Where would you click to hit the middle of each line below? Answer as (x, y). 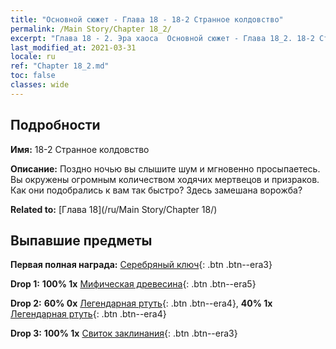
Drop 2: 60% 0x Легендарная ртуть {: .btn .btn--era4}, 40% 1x (141, 303)
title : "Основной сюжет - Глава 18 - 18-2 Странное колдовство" (147, 19)
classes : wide (40, 85)
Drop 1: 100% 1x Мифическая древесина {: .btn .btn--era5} (133, 284)
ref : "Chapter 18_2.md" (60, 66)
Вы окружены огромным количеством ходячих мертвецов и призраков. (165, 179)
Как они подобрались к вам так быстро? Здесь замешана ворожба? (156, 190)
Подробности (55, 125)
